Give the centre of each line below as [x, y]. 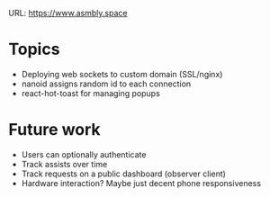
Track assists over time [64, 164]
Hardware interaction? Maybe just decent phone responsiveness [141, 183]
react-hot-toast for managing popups [91, 93]
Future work [54, 130]
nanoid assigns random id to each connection [106, 84]
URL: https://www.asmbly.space [68, 13]
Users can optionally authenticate [84, 154]
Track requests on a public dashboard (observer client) [124, 174]
